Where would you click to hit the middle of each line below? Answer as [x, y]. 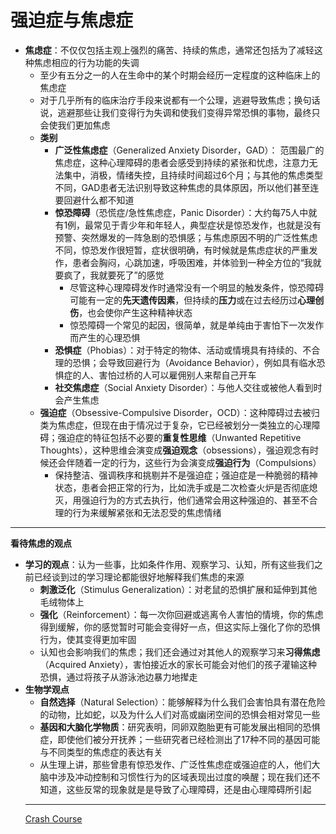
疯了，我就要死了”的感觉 [114, 275]
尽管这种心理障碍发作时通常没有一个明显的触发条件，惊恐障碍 [197, 287]
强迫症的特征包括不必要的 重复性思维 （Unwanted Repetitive [179, 437]
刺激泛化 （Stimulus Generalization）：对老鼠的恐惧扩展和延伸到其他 [178, 589]
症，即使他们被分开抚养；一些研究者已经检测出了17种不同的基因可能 [180, 739]
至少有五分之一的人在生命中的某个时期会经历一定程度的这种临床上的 [180, 75]
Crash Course [53, 818]
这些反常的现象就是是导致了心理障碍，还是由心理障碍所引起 [189, 789]
